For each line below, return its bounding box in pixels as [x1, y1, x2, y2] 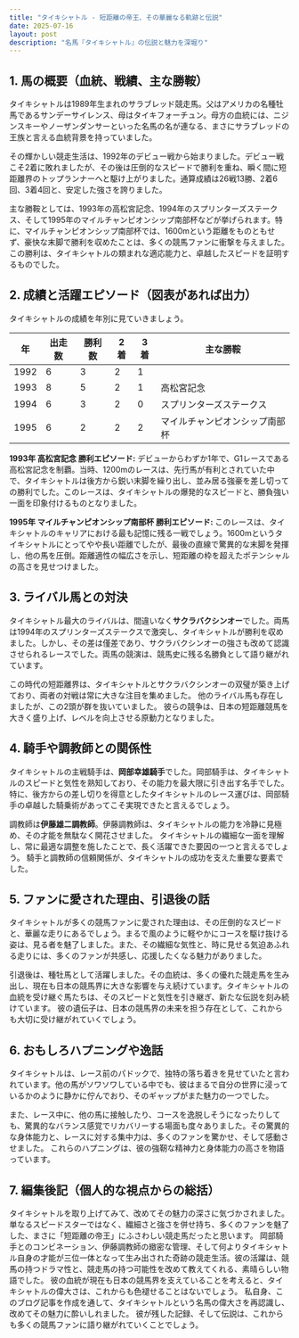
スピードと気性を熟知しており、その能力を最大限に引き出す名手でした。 [24, 777, 289, 788]
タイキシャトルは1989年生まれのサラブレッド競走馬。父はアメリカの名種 [9, 99, 277, 110]
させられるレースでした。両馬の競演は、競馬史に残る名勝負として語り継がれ [9, 648, 289, 659]
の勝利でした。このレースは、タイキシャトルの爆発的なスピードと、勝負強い [9, 486, 289, 497]
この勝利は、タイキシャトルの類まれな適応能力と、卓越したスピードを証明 [9, 248, 282, 259]
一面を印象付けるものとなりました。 [9, 497, 142, 508]
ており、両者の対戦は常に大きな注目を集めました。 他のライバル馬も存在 [9, 690, 276, 700]
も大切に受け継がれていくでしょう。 [9, 1014, 141, 1025]
